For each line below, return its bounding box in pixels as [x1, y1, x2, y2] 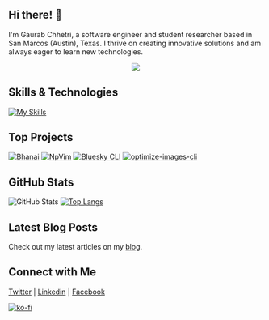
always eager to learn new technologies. [8, 46, 144, 57]
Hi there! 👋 [8, 8, 63, 22]
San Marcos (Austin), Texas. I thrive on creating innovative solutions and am [8, 38, 261, 48]
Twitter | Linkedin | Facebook [8, 287, 105, 297]
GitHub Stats [8, 175, 74, 189]
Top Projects [8, 130, 74, 144]
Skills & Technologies [8, 86, 119, 100]
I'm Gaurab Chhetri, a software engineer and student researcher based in [8, 29, 253, 39]
